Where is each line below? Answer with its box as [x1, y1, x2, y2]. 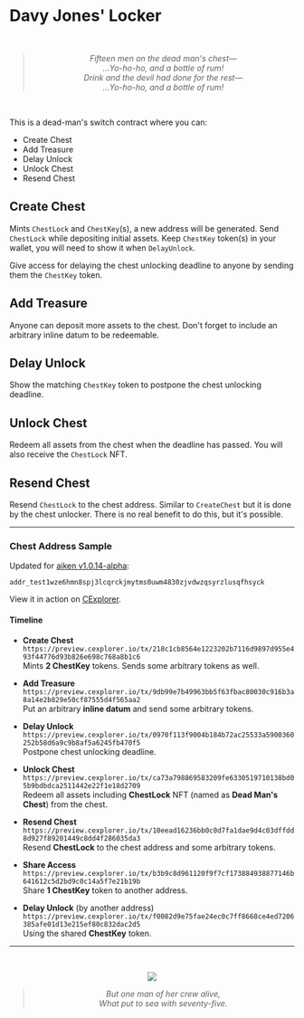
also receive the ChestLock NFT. [9, 449, 128, 460]
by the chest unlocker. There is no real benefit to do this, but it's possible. [9, 509, 283, 519]
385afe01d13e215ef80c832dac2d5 [22, 919, 141, 928]
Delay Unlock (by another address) [22, 902, 155, 913]
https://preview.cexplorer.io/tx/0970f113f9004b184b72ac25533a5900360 [22, 730, 295, 739]
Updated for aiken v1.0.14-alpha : [9, 560, 129, 571]
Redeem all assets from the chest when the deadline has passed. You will [9, 440, 283, 451]
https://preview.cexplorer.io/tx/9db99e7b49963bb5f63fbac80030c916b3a [22, 687, 295, 697]
